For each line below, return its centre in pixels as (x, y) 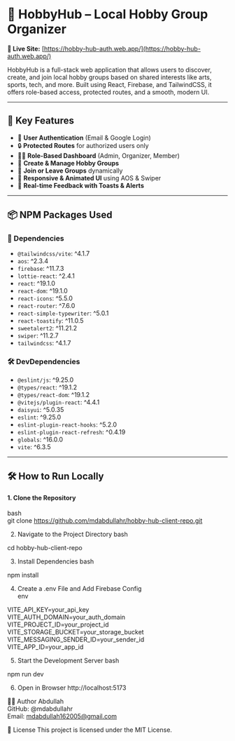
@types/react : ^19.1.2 (47, 387)
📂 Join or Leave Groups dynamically (70, 171)
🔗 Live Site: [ (26, 48)
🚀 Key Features (41, 121)
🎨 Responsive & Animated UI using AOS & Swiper (89, 178)
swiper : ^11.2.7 (38, 335)
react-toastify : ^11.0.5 (50, 321)
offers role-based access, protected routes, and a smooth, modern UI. (108, 92)
